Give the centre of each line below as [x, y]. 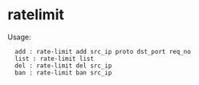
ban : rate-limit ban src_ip [63, 73]
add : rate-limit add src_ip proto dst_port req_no [103, 51]
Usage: [19, 37]
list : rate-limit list [54, 59]
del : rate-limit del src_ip [63, 66]
